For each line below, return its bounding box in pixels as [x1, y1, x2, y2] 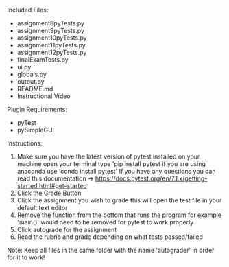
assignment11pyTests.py [16, 41, 86, 49]
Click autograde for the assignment [16, 226, 117, 233]
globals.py [16, 70, 47, 78]
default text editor [16, 204, 68, 211]
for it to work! [7, 253, 45, 262]
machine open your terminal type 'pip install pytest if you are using [16, 160, 206, 167]
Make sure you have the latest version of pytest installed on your [16, 152, 200, 161]
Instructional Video [16, 92, 71, 100]
